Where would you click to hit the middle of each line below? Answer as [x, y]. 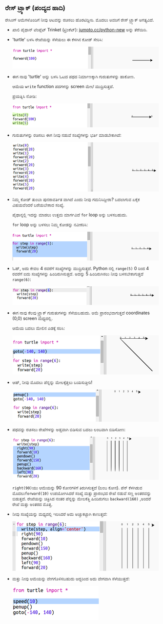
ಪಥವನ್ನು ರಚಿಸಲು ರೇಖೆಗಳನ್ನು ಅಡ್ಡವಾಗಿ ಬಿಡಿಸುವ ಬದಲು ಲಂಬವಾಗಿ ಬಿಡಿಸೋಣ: [69, 429]
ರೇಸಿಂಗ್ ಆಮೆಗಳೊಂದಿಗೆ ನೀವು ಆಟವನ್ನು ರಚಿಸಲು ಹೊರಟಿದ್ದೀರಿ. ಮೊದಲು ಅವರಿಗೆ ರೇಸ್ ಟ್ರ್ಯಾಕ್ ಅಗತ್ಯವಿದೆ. [80, 20]
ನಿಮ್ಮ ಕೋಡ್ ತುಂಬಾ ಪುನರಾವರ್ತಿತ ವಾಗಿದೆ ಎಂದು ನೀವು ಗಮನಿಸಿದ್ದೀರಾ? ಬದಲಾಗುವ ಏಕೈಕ [76, 200]
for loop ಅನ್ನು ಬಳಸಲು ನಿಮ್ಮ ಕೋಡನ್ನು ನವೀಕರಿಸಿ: [50, 225]
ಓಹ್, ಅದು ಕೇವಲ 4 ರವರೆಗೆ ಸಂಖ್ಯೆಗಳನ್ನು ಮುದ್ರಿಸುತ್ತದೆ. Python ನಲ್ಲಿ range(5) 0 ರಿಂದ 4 [81, 268]
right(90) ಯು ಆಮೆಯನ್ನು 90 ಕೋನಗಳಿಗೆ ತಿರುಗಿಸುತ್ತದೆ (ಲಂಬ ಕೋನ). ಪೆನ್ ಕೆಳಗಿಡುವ [77, 488]
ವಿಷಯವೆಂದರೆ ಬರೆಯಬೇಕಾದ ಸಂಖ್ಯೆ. [38, 205]
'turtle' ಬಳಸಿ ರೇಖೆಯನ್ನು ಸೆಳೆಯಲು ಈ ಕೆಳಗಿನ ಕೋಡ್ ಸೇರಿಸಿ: [58, 39]
